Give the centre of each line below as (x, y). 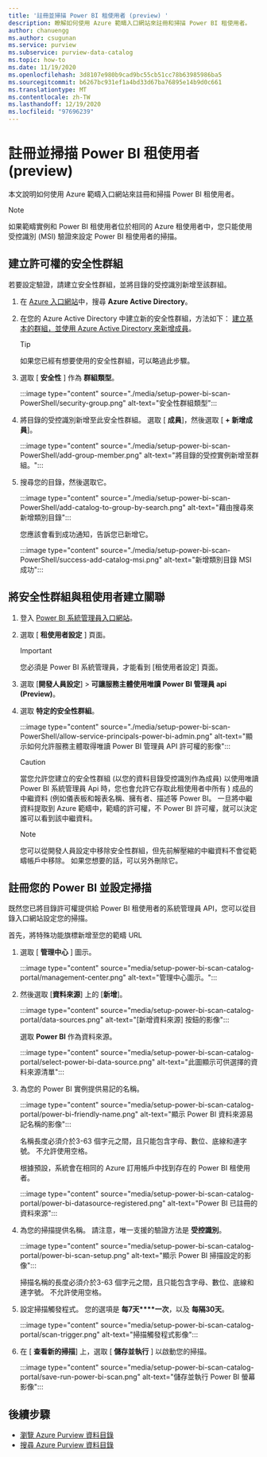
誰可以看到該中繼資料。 (58, 818)
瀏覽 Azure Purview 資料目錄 (66, 1435)
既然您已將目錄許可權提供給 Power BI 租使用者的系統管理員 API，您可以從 (129, 909)
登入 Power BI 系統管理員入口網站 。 (78, 617)
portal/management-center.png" (73, 978)
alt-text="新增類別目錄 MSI (208, 559)
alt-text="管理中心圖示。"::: (173, 978)
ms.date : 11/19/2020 (43, 68)
